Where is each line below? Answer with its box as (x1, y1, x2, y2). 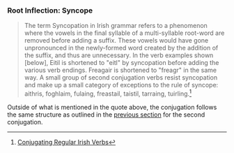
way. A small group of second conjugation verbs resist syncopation (24, 73, 218, 82)
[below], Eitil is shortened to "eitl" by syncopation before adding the (24, 59, 219, 67)
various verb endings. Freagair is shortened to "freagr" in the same (24, 66, 217, 75)
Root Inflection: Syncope (7, 6, 93, 15)
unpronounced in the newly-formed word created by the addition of (24, 44, 219, 52)
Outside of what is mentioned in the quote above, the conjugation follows (7, 103, 217, 111)
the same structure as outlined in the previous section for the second (7, 110, 205, 119)
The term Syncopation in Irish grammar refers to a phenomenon (24, 22, 208, 30)
